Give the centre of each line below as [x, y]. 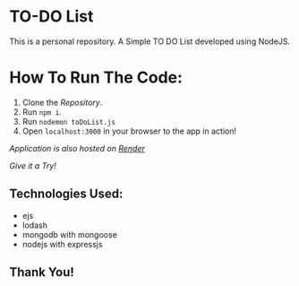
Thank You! [42, 272]
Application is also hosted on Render [77, 148]
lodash [34, 225]
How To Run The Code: [96, 78]
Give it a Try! [33, 165]
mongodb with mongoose [70, 234]
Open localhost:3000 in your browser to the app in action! [129, 131]
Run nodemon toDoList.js [69, 121]
